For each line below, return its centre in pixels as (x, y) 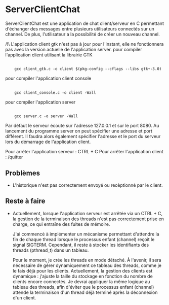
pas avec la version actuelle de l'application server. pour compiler (74, 49)
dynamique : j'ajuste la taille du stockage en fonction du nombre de (82, 276)
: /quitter (14, 157)
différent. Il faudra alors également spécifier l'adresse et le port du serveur (83, 137)
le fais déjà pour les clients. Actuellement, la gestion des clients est (82, 270)
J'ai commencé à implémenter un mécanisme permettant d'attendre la (86, 234)
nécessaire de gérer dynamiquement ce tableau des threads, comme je (87, 265)
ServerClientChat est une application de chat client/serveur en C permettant (85, 23)
